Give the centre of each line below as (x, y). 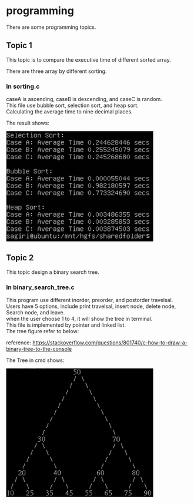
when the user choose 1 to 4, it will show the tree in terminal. (79, 319)
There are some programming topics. (51, 27)
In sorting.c (23, 86)
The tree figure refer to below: (43, 331)
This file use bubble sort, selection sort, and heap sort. (73, 105)
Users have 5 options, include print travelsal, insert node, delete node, (91, 306)
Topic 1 (19, 46)
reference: (19, 343)
